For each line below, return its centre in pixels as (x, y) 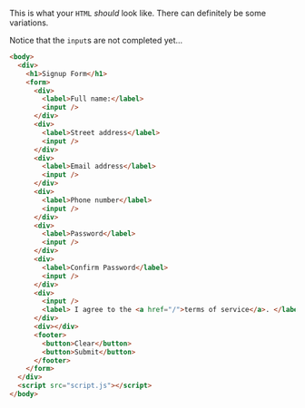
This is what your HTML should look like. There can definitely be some (138, 13)
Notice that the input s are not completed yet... (96, 40)
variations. (29, 23)
